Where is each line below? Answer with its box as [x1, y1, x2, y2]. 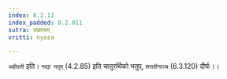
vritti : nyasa [8, 33, 55, 41]
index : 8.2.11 [8, 11, 55, 20]
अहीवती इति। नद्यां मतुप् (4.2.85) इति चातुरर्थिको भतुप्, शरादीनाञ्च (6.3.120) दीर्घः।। [8, 62, 220, 71]
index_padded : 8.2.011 [8, 19, 83, 27]
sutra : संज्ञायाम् [8, 26, 50, 34]
